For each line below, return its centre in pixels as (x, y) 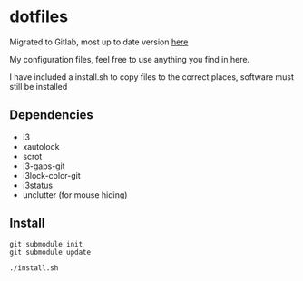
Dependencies (51, 115)
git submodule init (46, 244)
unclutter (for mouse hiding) (75, 194)
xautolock (41, 146)
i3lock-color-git (51, 175)
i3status (37, 185)
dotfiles (39, 17)
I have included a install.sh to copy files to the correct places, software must (152, 77)
